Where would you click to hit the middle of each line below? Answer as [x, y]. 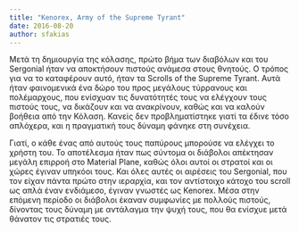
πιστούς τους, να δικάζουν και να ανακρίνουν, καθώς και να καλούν [137, 107]
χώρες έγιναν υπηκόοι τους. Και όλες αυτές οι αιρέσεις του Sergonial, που [148, 171]
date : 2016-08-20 [42, 26]
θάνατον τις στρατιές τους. [60, 219]
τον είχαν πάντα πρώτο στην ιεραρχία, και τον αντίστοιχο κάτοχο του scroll [150, 181]
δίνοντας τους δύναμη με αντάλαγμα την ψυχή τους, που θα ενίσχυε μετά [148, 210]
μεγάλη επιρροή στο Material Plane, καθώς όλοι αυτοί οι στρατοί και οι [141, 162]
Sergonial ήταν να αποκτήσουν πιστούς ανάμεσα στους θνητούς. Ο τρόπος [149, 69]
